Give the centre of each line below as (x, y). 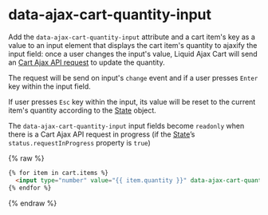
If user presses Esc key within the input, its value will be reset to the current (132, 102)
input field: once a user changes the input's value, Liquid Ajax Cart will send (133, 54)
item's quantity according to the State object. (83, 110)
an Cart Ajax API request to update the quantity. (87, 62)
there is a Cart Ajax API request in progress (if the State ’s (102, 134)
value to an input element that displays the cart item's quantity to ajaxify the (133, 45)
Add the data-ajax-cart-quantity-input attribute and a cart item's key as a (132, 37)
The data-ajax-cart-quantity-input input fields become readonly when (126, 125)
